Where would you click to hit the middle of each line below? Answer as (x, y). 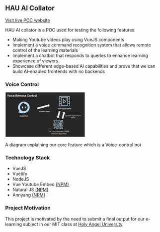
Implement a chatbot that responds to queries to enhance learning (80, 55)
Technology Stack (28, 158)
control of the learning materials (45, 50)
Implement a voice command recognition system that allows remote (82, 45)
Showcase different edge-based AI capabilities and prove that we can (84, 66)
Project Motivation (28, 208)
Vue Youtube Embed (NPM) (40, 185)
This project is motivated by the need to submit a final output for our (75, 219)
